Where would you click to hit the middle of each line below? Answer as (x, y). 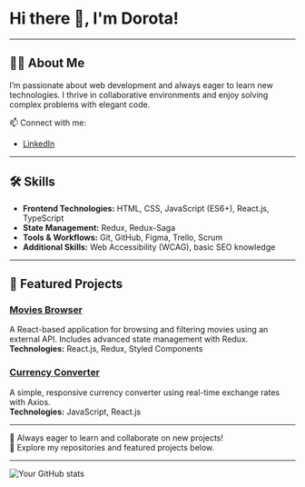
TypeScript (43, 218)
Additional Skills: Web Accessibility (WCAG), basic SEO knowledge (149, 247)
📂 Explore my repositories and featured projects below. (112, 447)
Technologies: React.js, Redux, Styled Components (106, 349)
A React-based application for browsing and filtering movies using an (139, 330)
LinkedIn (39, 144)
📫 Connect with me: (48, 123)
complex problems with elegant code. (80, 104)
